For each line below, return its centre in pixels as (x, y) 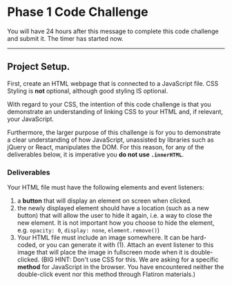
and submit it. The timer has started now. (65, 38)
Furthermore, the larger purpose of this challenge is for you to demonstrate (114, 132)
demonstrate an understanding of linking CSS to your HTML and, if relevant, (115, 111)
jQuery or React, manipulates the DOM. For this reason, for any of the (106, 147)
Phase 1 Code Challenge (78, 12)
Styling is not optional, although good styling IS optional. (88, 91)
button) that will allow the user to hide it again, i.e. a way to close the (115, 216)
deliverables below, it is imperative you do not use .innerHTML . (96, 154)
